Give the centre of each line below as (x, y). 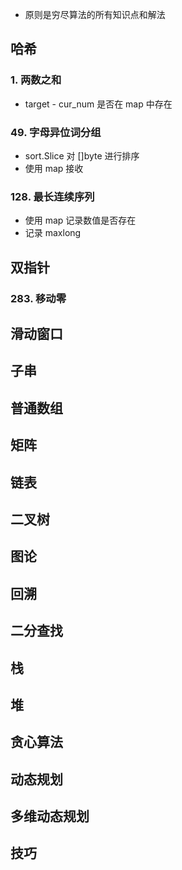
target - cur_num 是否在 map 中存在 (98, 104)
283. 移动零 (38, 298)
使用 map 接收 (54, 168)
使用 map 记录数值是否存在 (80, 220)
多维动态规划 (50, 816)
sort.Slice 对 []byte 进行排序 (82, 155)
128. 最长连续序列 (52, 196)
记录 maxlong (53, 233)
